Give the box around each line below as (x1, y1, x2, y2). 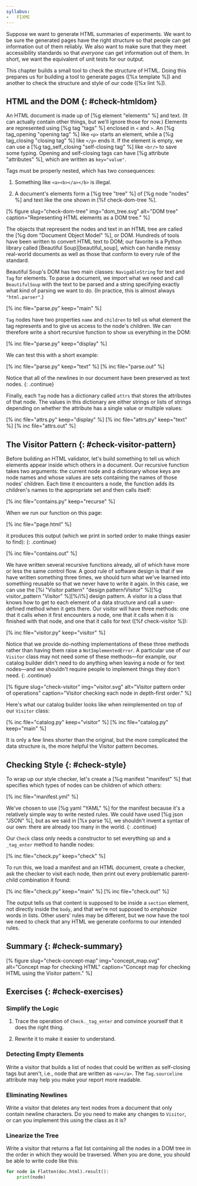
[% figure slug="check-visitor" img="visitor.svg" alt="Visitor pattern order (6, 684, 186, 691)
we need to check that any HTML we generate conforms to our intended (6, 918, 181, 925)
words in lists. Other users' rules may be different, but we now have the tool (6, 912, 189, 919)
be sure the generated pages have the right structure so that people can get (6, 37, 191, 44)
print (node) (16, 1174, 46, 1180)
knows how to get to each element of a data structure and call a (6, 599, 161, 606)
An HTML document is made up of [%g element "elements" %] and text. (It (6, 112, 188, 119)
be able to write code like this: (6, 1157, 79, 1165)
